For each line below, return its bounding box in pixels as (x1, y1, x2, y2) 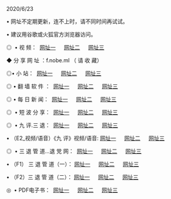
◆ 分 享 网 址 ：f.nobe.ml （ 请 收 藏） (6, 57, 102, 63)
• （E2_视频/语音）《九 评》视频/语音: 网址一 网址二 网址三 (6, 134, 165, 142)
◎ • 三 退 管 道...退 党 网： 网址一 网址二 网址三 (6, 148, 142, 154)
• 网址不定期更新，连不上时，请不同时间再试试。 (6, 18, 128, 25)
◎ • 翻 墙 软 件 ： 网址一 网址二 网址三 (6, 82, 119, 90)
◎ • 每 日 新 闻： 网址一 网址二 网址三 (6, 96, 117, 103)
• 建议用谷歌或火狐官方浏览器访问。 (6, 31, 96, 38)
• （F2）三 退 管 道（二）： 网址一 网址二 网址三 (6, 173, 139, 181)
